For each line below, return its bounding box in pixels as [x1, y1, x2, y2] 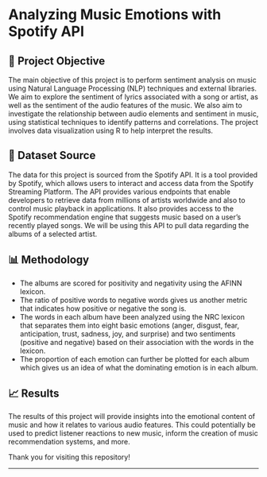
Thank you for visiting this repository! [8, 452, 131, 462]
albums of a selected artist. [8, 229, 98, 238]
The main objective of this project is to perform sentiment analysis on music [8, 76, 257, 84]
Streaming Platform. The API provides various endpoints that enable [8, 187, 230, 196]
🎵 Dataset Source [8, 149, 96, 162]
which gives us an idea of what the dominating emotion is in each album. [19, 363, 258, 372]
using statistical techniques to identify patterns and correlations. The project [8, 118, 258, 126]
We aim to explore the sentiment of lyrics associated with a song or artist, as [8, 92, 258, 101]
